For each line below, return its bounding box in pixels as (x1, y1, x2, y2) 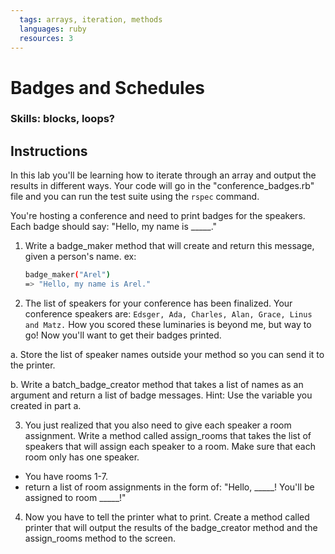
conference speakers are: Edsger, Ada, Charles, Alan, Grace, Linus (24, 308, 313, 320)
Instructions (10, 142, 88, 160)
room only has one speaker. (24, 451, 140, 463)
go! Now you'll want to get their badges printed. (24, 329, 222, 341)
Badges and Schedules (10, 76, 206, 99)
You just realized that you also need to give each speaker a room (24, 419, 292, 431)
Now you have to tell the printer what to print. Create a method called (24, 511, 310, 523)
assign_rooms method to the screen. (24, 532, 176, 545)
